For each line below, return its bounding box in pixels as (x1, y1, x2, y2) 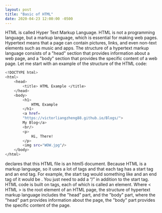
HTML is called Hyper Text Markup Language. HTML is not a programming (5, 30, 155, 36)
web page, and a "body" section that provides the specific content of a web (5, 56, 158, 62)
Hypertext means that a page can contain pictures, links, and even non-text (5, 40, 157, 46)
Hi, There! (31, 134, 54, 139)
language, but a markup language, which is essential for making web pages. (5, 35, 158, 41)
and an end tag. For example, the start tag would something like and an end (5, 171, 157, 177)
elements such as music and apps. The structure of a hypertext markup (5, 45, 149, 51)
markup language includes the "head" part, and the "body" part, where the (5, 192, 156, 198)
